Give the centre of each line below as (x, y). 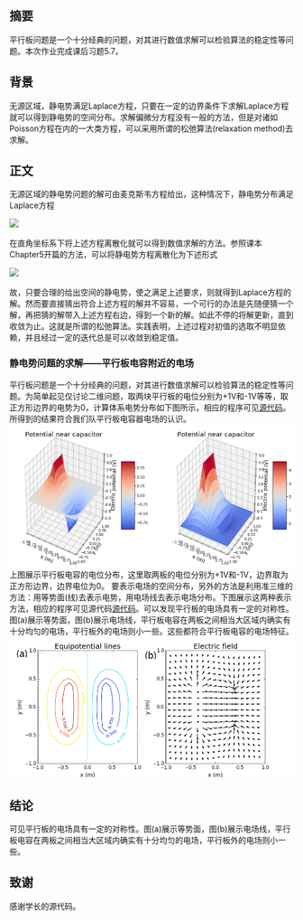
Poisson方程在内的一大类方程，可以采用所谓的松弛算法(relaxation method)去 (151, 128)
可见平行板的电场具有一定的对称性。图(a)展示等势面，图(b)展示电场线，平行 (150, 829)
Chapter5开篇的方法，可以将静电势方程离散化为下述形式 (114, 255)
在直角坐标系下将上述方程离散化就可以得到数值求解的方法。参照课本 (136, 243)
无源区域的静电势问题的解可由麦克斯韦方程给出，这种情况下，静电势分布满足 (151, 194)
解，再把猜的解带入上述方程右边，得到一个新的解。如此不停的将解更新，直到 (151, 315)
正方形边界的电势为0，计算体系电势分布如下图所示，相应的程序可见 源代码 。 (150, 407)
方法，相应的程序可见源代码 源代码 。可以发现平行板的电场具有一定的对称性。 (151, 609)
